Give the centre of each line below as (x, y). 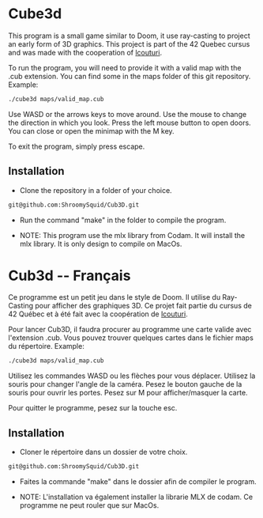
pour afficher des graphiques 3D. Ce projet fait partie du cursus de (144, 306)
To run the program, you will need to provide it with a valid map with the (125, 67)
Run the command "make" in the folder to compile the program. (123, 220)
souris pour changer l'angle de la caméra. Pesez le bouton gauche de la (125, 384)
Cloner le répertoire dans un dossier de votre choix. (103, 452)
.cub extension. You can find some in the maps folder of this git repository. (130, 76)
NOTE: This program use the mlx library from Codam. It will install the (132, 235)
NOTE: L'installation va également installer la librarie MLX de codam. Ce (136, 497)
